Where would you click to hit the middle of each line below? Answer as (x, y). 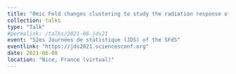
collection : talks (34, 20)
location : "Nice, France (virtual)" (61, 60)
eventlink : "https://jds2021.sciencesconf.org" (78, 47)
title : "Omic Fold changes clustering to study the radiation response (114, 14)
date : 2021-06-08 (33, 54)
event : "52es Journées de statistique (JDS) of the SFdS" (94, 40)
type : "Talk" (26, 27)
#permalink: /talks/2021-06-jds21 (58, 33)
